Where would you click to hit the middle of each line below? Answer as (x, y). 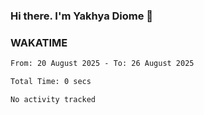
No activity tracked (53, 99)
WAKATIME (39, 42)
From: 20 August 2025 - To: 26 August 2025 (102, 64)
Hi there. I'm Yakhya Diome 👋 (82, 16)
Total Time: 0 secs (51, 82)
